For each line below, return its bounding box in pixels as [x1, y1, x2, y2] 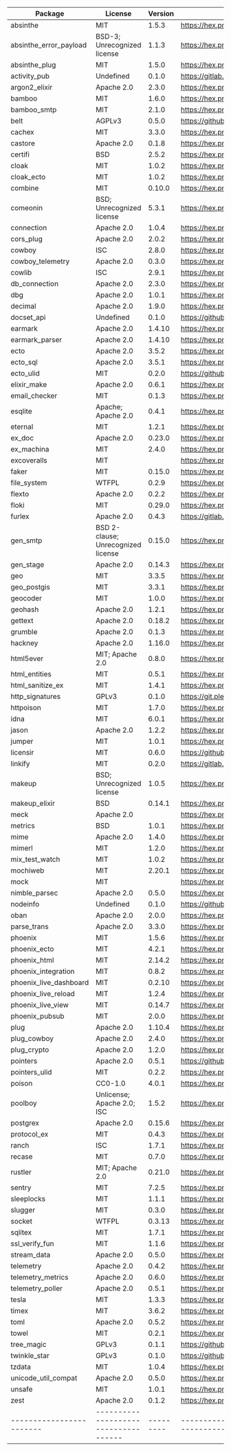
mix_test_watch [10, 855, 60, 864]
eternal [10, 422, 34, 432]
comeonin [10, 203, 43, 212]
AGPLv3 [95, 116, 122, 125]
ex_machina [10, 445, 49, 454]
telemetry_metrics [10, 1272, 69, 1281]
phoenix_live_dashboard [10, 978, 89, 987]
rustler [10, 1168, 32, 1177]
